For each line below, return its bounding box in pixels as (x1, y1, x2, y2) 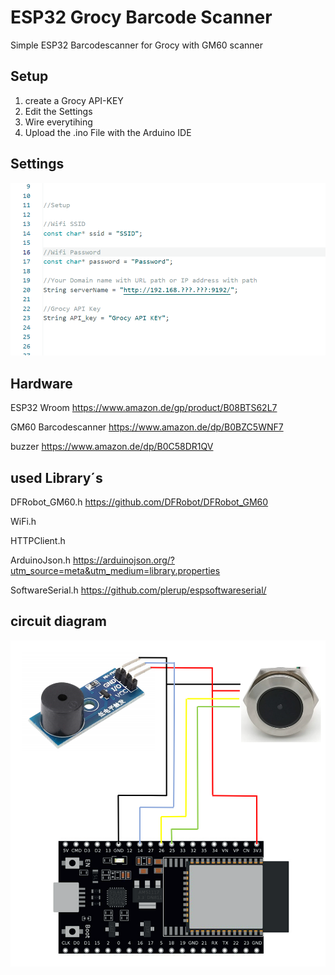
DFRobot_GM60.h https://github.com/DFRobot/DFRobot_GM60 (10, 496, 269, 508)
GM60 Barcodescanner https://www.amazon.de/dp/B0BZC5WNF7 (10, 421, 284, 433)
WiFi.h (10, 516, 37, 528)
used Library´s (10, 469, 103, 486)
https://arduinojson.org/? (72, 554, 175, 566)
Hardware (10, 375, 73, 392)
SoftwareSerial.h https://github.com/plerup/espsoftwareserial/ (10, 584, 267, 596)
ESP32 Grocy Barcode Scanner (10, 6, 273, 29)
